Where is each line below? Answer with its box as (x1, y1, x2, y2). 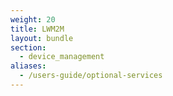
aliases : (10, 61, 47, 71)
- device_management (19, 52, 105, 62)
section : (10, 42, 47, 53)
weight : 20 (10, 14, 56, 25)
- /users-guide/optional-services (19, 71, 163, 81)
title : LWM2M (10, 24, 65, 34)
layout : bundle (10, 33, 74, 43)
